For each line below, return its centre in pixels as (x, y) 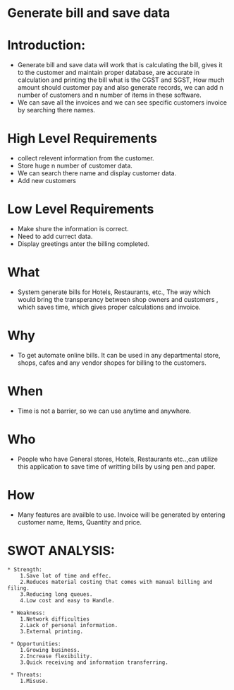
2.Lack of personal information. (69, 625)
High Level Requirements (82, 139)
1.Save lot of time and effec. (66, 575)
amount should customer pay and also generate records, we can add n (120, 88)
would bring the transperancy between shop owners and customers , (118, 299)
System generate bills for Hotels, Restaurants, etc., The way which (114, 292)
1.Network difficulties (55, 619)
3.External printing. (51, 631)
